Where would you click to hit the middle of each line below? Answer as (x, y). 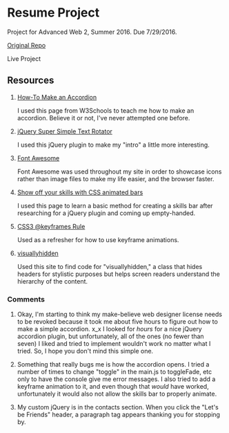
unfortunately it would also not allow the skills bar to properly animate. (117, 394)
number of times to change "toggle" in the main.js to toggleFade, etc (114, 372)
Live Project (24, 58)
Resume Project (53, 13)
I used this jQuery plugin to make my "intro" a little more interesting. (113, 145)
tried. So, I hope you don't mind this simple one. (85, 351)
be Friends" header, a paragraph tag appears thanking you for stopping (119, 415)
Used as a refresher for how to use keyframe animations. (98, 239)
